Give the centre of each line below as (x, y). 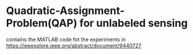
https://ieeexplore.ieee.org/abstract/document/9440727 (74, 46)
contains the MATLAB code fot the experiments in (66, 39)
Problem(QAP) (42, 23)
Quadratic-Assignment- (66, 11)
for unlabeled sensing (134, 23)
